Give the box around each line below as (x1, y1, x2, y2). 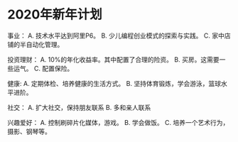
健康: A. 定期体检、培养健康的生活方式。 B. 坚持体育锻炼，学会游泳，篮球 (7, 79, 222, 87)
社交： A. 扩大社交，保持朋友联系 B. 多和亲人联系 (7, 103, 151, 111)
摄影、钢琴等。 (7, 127, 51, 136)
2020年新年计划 (7, 6, 103, 23)
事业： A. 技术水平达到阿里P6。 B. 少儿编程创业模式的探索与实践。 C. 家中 (7, 31, 225, 40)
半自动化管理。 (19, 40, 64, 48)
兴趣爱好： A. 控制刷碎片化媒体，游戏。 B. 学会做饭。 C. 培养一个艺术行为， (7, 118, 229, 126)
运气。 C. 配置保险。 (13, 64, 74, 72)
